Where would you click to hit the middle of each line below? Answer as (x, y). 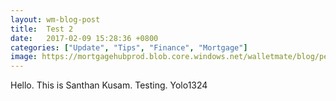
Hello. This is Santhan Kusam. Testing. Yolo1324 (109, 85)
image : (24, 57)
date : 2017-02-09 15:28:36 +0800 (84, 38)
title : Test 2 (42, 29)
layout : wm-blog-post (55, 19)
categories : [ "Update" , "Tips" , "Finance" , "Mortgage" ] (129, 47)
